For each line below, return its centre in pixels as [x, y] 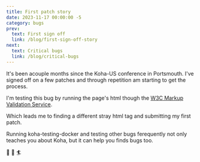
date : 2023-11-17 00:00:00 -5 [44, 17]
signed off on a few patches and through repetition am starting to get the [96, 80]
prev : [13, 28]
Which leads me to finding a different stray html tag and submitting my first [99, 116]
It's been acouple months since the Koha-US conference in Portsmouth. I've [100, 73]
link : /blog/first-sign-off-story [54, 40]
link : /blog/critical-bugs [45, 56]
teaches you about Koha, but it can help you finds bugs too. [80, 140]
